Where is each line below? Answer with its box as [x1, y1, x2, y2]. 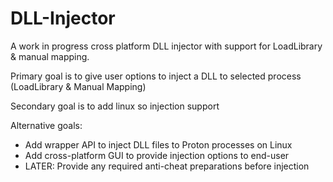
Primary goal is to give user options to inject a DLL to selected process [10, 70, 302, 82]
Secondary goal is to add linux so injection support [10, 100, 220, 112]
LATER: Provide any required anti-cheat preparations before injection [24, 160, 310, 172]
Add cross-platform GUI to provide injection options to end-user [24, 149, 290, 161]
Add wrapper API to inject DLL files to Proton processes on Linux [24, 138, 293, 151]
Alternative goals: [10, 119, 83, 131]
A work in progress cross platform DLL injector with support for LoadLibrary [10, 40, 323, 52]
